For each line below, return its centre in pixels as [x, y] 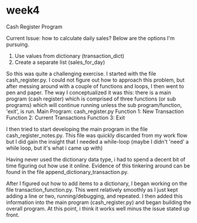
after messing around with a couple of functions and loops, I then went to [95, 86]
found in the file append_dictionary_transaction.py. [67, 172]
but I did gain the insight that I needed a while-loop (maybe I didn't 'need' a [97, 141]
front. [13, 215]
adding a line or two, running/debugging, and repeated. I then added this [94, 196]
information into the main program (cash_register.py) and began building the [99, 202]
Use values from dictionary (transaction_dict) [70, 56]
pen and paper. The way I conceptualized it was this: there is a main [89, 92]
